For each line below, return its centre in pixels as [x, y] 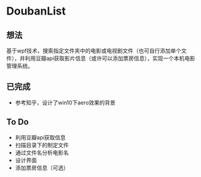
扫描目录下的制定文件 [42, 145]
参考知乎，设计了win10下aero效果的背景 [65, 102]
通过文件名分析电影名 [42, 152]
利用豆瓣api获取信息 [40, 137]
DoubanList [36, 11]
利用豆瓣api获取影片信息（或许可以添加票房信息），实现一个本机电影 [110, 58]
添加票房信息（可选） [42, 167]
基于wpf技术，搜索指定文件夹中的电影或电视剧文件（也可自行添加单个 [94, 51]
